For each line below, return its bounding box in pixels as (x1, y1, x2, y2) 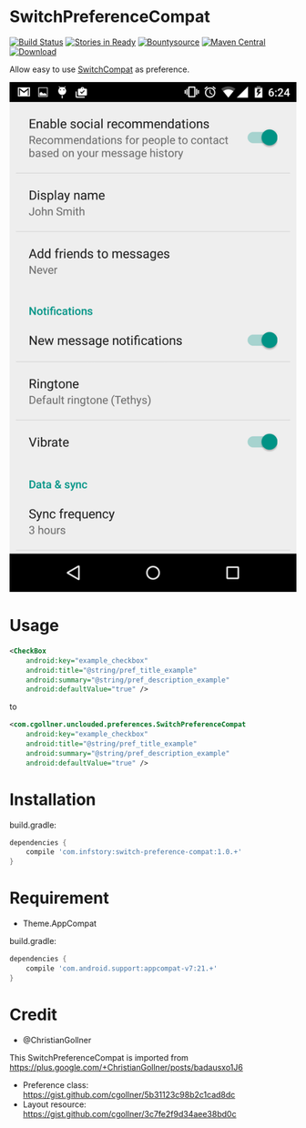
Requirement (9, 888, 109, 909)
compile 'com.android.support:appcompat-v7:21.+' (25, 964, 219, 973)
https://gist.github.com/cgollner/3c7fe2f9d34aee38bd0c (22, 1108, 237, 1119)
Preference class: (22, 1079, 89, 1090)
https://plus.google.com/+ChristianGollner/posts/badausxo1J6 (9, 1062, 243, 1072)
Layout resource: (22, 1099, 87, 1110)
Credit (9, 1004, 57, 1025)
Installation (9, 789, 97, 809)
